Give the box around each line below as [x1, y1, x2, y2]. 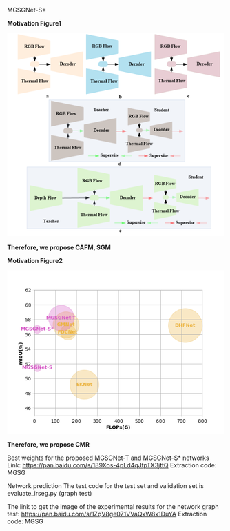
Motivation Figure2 [7, 256, 63, 264]
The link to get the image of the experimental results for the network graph [7, 502, 219, 510]
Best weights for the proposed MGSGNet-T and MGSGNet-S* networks [7, 454, 209, 462]
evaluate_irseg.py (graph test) [7, 489, 92, 497]
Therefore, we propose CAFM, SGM [7, 243, 112, 251]
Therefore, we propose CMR [7, 440, 90, 448]
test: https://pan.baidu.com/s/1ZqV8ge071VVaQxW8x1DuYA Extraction [7, 510, 207, 518]
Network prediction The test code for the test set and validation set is [7, 481, 205, 490]
